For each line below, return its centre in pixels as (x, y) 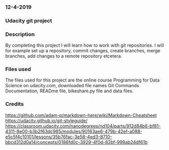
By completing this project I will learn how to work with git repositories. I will (84, 45)
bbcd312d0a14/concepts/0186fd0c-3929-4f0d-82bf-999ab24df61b (77, 142)
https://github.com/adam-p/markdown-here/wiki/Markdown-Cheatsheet (81, 115)
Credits (14, 104)
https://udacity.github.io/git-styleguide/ (46, 121)
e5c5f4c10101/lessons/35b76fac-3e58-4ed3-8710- (59, 137)
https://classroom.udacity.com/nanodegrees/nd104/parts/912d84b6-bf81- (83, 126)
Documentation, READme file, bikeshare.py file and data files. (69, 91)
